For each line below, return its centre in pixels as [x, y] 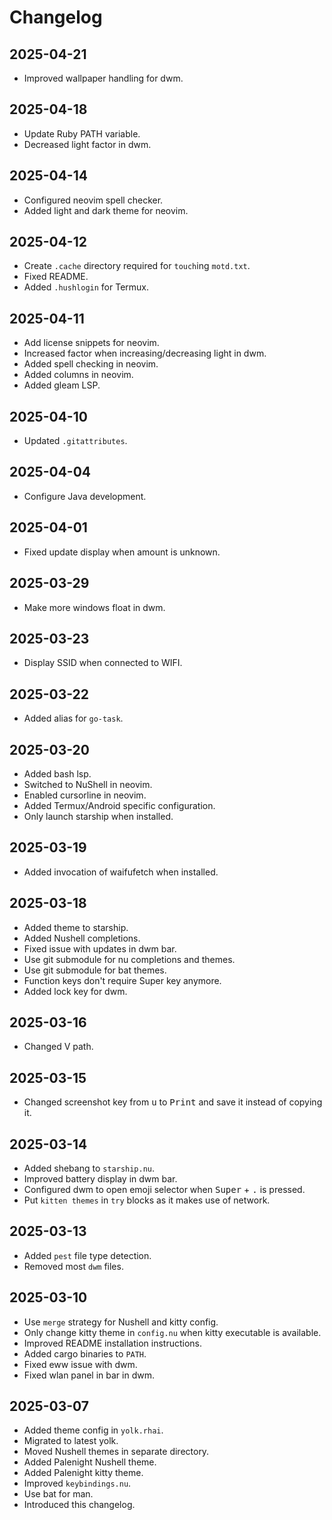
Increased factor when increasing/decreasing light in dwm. [145, 353]
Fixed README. [56, 277]
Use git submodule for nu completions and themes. [129, 959]
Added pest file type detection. [87, 1255]
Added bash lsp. [57, 773]
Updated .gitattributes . [75, 441]
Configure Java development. [85, 496]
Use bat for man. [58, 1494]
